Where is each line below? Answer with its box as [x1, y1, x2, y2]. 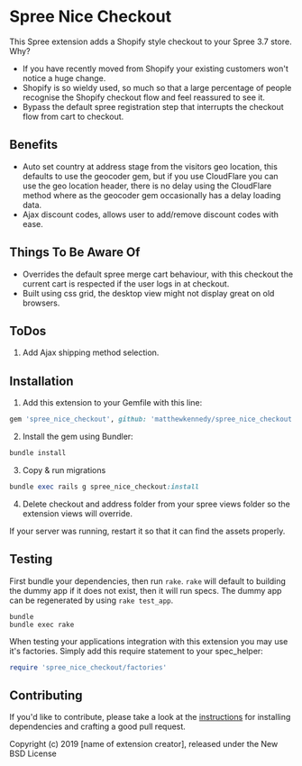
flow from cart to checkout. [22, 111, 124, 122]
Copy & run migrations [22, 464, 106, 475]
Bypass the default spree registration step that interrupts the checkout [22, 101, 284, 112]
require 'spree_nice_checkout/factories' [9, 662, 168, 672]
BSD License [9, 748, 57, 759]
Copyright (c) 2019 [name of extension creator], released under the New [9, 739, 279, 750]
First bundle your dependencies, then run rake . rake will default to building [9, 575, 287, 587]
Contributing [9, 688, 83, 703]
